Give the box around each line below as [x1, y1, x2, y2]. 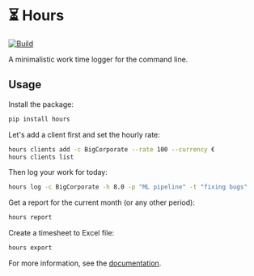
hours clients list [8, 153, 74, 161]
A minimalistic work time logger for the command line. [8, 54, 188, 64]
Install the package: [8, 99, 74, 109]
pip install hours [8, 115, 70, 123]
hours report [8, 214, 53, 222]
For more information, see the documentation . [8, 258, 162, 268]
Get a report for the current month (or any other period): [8, 197, 196, 207]
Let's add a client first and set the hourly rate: [8, 130, 160, 139]
